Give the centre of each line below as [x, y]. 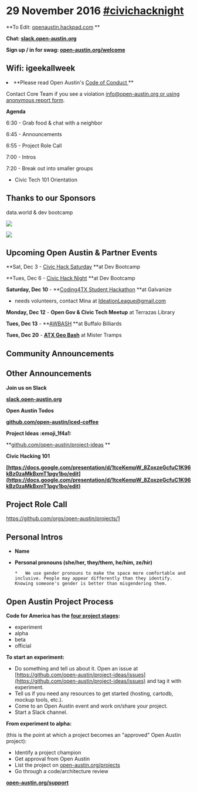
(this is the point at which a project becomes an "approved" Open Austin [94, 735]
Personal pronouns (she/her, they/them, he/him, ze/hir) [83, 562]
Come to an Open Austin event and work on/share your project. [91, 706]
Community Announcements [60, 353]
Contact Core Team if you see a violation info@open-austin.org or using [93, 94]
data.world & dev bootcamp [40, 212]
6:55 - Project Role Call [34, 146]
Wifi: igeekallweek [41, 68]
